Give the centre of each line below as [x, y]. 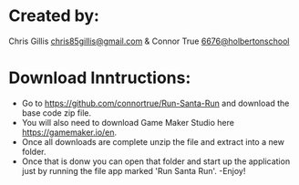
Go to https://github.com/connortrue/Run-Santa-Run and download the [155, 103]
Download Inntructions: [100, 78]
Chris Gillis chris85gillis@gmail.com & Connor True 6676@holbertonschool [149, 41]
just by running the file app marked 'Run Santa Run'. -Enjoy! [134, 170]
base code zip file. [57, 113]
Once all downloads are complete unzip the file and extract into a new [153, 141]
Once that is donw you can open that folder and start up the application [156, 161]
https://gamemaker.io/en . [69, 132]
